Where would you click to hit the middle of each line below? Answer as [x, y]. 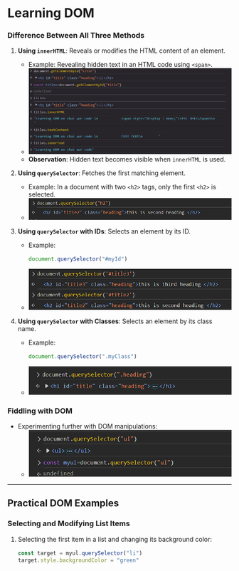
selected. [42, 194]
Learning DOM [51, 13]
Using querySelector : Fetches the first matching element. [102, 173]
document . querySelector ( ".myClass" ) [83, 356]
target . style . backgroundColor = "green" [78, 560]
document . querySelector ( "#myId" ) [78, 259]
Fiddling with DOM [40, 411]
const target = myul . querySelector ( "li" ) [80, 553]
